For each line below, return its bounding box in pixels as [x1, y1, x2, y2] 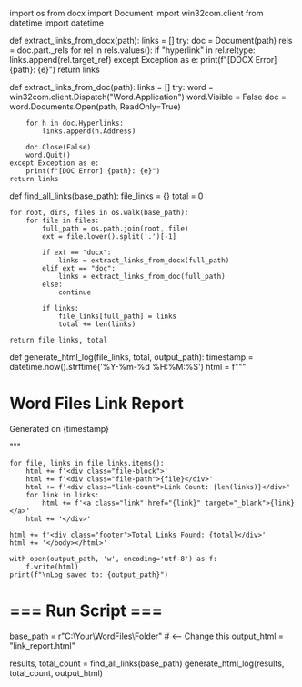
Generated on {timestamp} [9, 423, 109, 434]
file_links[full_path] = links [57, 312, 177, 321]
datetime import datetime [9, 17, 105, 28]
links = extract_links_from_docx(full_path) [57, 256, 230, 265]
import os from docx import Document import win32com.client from [9, 8, 264, 18]
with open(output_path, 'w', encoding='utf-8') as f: [9, 554, 218, 563]
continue [57, 288, 92, 297]
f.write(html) [25, 562, 79, 571]
